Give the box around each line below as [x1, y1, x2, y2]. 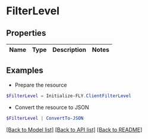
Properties [6, 28, 46, 38]
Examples [6, 66, 43, 76]
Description [52, 46, 86, 54]
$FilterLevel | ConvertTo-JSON [6, 115, 84, 121]
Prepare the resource [14, 81, 67, 88]
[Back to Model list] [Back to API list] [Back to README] [6, 126, 143, 133]
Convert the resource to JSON [14, 103, 89, 111]
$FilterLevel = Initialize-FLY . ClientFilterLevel [6, 92, 132, 99]
